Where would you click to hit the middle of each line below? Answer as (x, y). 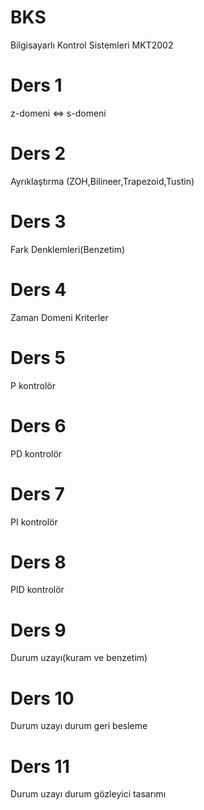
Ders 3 (38, 222)
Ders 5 (38, 357)
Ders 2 (38, 153)
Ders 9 (38, 630)
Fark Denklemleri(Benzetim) (68, 249)
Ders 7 (37, 493)
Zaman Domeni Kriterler (59, 317)
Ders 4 (38, 289)
